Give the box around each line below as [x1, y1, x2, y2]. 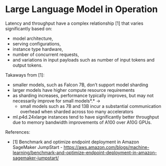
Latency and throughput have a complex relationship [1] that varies [5, 20, 143, 26]
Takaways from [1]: [5, 72, 45, 78]
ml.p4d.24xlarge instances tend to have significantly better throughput [12, 114, 159, 120]
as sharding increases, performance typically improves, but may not [12, 92, 154, 98]
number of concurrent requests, [12, 51, 79, 58]
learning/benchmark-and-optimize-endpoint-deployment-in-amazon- [12, 149, 157, 155]
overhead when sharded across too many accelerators [20, 108, 134, 115]
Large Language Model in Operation [5, 4, 158, 15]
